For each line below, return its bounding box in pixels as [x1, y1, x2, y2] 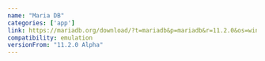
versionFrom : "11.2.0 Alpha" [7, 41, 104, 49]
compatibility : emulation [7, 33, 93, 42]
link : [7, 26, 25, 34]
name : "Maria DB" [7, 11, 65, 20]
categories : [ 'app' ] [7, 19, 76, 27]
